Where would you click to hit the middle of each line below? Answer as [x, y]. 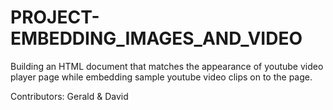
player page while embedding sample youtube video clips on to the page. [161, 77]
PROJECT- [55, 17]
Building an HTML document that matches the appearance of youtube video [167, 66]
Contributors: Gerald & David [69, 96]
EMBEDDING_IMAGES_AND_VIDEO [156, 38]
